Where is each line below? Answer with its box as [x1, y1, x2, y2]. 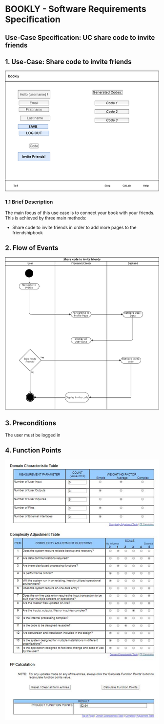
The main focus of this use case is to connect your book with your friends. [5, 210, 155, 216]
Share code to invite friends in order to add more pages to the [12, 224, 137, 230]
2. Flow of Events [5, 244, 59, 252]
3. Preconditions [5, 419, 56, 427]
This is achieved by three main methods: [5, 215, 87, 221]
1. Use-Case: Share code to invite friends [5, 57, 132, 66]
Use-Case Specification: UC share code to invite [5, 33, 155, 42]
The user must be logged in [5, 432, 61, 438]
